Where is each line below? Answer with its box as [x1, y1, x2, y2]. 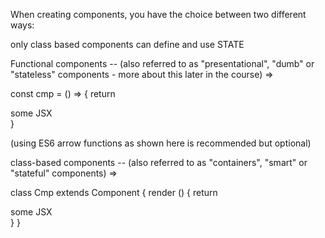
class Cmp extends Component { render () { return [10, 187, 218, 198]
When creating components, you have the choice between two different [10, 9, 307, 20]
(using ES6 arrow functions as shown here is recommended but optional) [10, 137, 312, 149]
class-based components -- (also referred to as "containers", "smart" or [10, 157, 308, 168]
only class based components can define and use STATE [10, 39, 245, 50]
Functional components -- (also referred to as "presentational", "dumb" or [10, 58, 315, 69]
